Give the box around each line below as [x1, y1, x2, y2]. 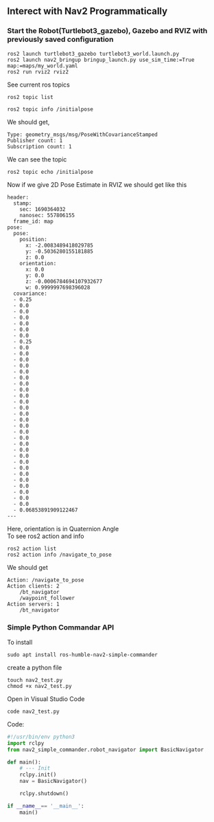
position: [19, 236, 48, 243]
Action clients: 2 [7, 582, 60, 590]
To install [7, 638, 33, 646]
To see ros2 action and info [7, 532, 84, 540]
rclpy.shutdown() [19, 790, 69, 797]
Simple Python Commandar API [7, 622, 115, 632]
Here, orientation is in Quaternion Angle [7, 524, 119, 533]
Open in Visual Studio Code [7, 694, 85, 703]
